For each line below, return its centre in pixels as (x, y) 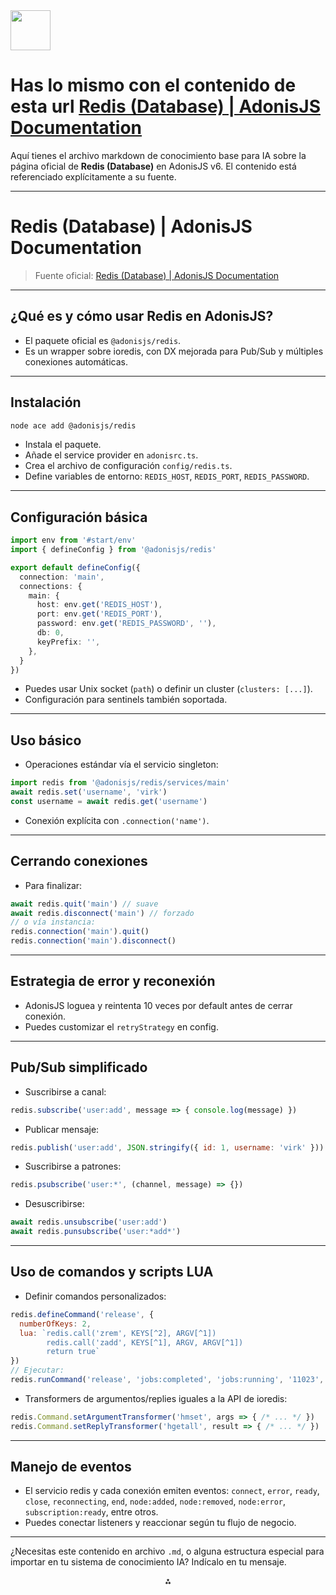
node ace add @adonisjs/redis (73, 425)
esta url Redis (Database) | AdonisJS (165, 106)
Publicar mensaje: (62, 1129)
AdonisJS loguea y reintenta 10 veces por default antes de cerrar (158, 1005)
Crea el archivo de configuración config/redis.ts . (128, 466)
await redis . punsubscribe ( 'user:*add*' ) (96, 1232)
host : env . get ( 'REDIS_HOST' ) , (99, 605)
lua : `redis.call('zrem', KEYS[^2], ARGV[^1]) (118, 1333)
